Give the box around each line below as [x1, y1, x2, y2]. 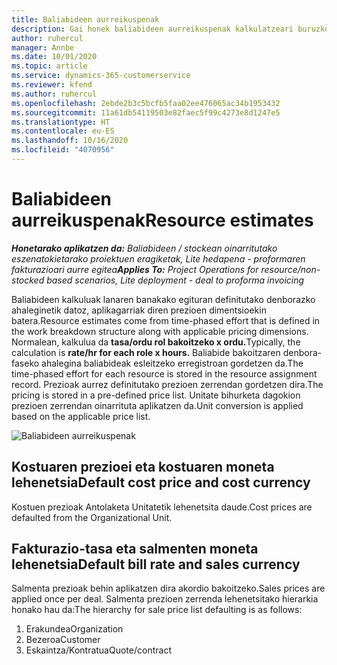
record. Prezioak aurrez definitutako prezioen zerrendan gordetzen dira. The [11, 378, 324, 390]
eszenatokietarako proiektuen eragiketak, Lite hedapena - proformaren [11, 252, 306, 265]
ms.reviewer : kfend [11, 80, 93, 90]
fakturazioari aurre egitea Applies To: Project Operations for [11, 263, 259, 275]
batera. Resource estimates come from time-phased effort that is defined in [11, 314, 321, 326]
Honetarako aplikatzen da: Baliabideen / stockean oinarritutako [11, 242, 278, 254]
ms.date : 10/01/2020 [11, 52, 98, 62]
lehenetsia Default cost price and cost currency [11, 474, 311, 491]
